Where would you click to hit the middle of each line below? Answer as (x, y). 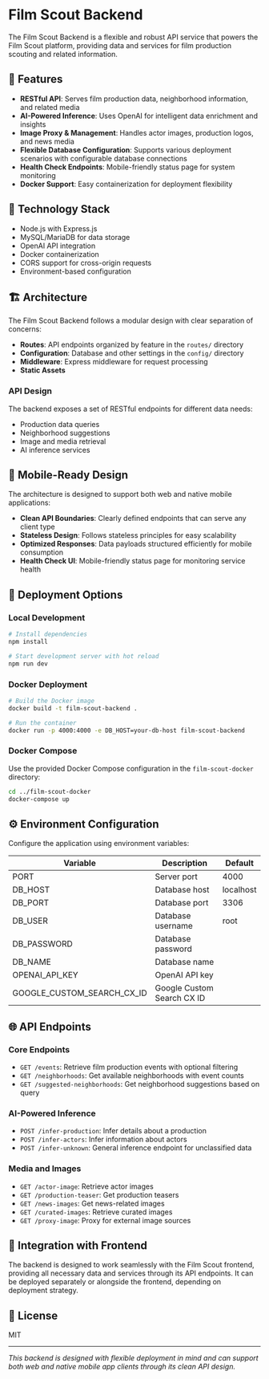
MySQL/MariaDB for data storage (75, 237)
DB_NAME (32, 962)
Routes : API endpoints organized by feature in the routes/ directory (132, 345)
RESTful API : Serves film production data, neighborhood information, (134, 99)
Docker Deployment (48, 684)
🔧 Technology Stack (59, 209)
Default (240, 863)
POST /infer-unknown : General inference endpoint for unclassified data (136, 1148)
